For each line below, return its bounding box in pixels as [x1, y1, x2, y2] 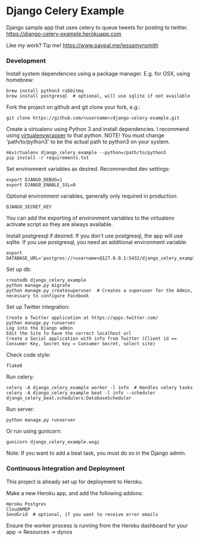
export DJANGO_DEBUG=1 [6, 177, 62, 183]
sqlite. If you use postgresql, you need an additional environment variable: [6, 239, 187, 246]
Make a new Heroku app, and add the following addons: [6, 489, 143, 496]
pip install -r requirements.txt [6, 155, 89, 161]
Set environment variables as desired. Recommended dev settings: [6, 165, 171, 173]
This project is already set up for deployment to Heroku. [6, 478, 143, 485]
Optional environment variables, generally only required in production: [6, 192, 178, 200]
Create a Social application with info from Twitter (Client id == [6, 336, 177, 342]
